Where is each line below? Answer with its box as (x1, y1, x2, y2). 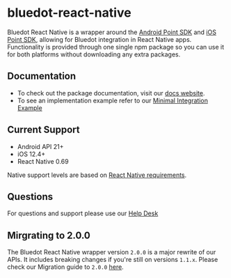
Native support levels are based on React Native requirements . (7, 171, 187, 179)
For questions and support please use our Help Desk (7, 209, 159, 217)
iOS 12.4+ (17, 150, 46, 158)
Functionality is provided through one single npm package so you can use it (7, 43, 225, 51)
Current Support (7, 124, 80, 136)
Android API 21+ (17, 142, 64, 150)
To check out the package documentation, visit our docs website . (17, 88, 205, 97)
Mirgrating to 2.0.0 (7, 229, 90, 241)
